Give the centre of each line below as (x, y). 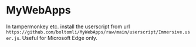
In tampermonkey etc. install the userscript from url (68, 26)
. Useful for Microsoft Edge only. (58, 38)
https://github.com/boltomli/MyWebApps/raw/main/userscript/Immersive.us (98, 32)
